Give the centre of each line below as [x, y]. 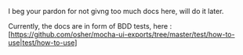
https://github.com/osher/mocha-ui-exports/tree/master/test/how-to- [123, 34]
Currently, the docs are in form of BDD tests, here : [90, 26]
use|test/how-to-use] [43, 43]
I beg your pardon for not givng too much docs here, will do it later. [116, 11]
